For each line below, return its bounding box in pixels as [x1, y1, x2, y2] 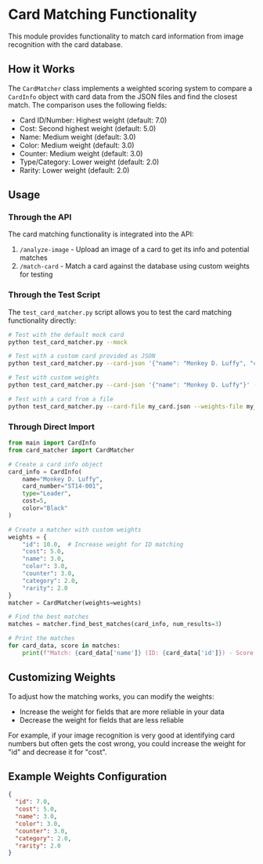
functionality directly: [8, 316, 77, 325]
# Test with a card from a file [8, 395, 113, 403]
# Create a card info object [8, 460, 103, 468]
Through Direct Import [8, 421, 95, 432]
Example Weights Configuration [8, 770, 168, 783]
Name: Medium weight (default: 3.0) [19, 132, 136, 141]
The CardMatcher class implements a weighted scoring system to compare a [8, 83, 253, 93]
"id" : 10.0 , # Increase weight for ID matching [22, 540, 184, 548]
